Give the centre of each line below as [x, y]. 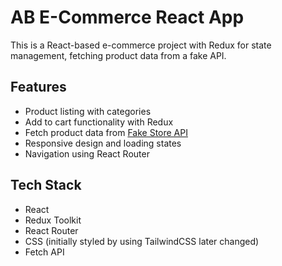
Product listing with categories [88, 111]
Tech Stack [46, 185]
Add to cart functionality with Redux [99, 122]
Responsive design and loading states [103, 143]
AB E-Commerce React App [127, 17]
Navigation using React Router [87, 153]
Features [38, 87]
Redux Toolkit [53, 220]
